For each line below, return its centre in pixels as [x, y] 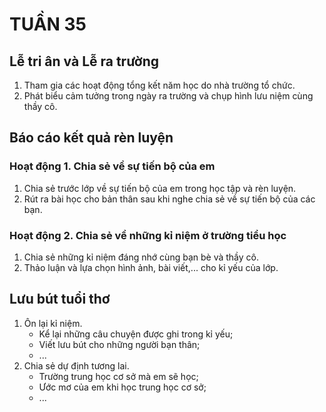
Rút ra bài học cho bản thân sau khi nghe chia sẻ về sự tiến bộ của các [169, 199]
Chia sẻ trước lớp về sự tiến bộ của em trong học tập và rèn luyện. [160, 188]
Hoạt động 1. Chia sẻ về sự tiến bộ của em [112, 166]
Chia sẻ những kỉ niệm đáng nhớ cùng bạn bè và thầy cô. [141, 257]
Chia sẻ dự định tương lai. [76, 365]
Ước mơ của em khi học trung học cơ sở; [122, 387]
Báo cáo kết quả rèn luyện [91, 138]
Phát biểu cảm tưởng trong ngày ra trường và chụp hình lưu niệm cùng [168, 96]
